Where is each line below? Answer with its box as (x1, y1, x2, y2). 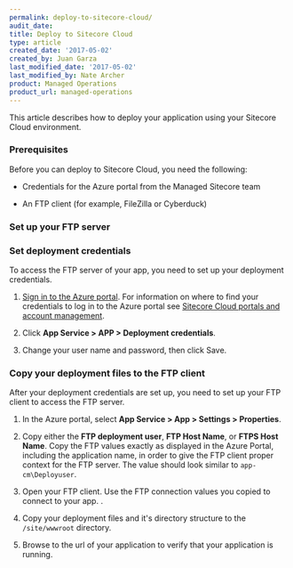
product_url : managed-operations (9, 87, 133, 96)
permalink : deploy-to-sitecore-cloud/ (9, 12, 153, 22)
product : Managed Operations (9, 79, 117, 88)
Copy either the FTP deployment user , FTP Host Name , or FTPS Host (21, 431, 279, 442)
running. (21, 549, 53, 560)
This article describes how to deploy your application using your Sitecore (9, 112, 277, 123)
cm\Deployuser (21, 471, 75, 480)
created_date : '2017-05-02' (9, 46, 114, 55)
